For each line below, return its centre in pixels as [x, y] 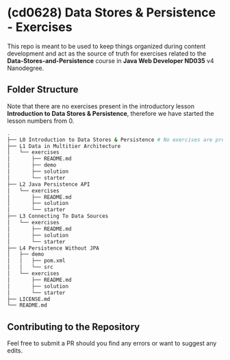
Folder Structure [43, 89]
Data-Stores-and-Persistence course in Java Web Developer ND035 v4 [111, 60]
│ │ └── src [30, 267]
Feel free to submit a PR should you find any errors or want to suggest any [112, 344]
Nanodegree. [26, 68]
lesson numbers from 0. [41, 121]
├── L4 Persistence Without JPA [53, 248]
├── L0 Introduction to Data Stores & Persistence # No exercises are [110, 140]
